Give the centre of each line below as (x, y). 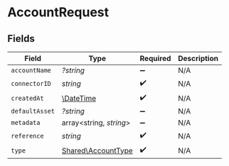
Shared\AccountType (97, 150)
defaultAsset (33, 111)
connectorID (31, 83)
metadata (26, 122)
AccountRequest (58, 12)
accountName (31, 71)
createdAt (27, 98)
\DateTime (79, 98)
